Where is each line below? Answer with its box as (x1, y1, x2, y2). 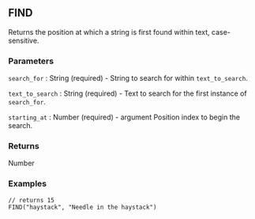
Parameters (8, 55, 54, 66)
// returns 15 (8, 196, 55, 204)
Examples (8, 178, 47, 189)
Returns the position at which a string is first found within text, (8, 27, 211, 36)
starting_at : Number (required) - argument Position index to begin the (8, 112, 241, 122)
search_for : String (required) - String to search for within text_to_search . (8, 74, 249, 83)
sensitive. (8, 36, 39, 45)
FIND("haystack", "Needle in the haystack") (8, 203, 157, 211)
